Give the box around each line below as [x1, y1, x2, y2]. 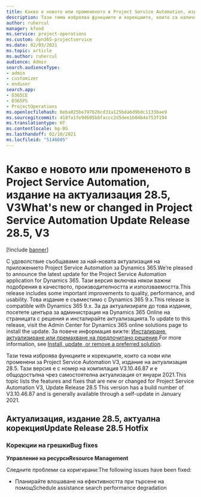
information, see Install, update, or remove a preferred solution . [6, 340, 162, 347]
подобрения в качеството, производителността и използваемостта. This [6, 283, 191, 290]
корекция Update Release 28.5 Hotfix [6, 423, 148, 434]
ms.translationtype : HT [6, 120, 66, 126]
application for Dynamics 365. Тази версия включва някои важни [6, 277, 171, 284]
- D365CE [6, 92, 28, 98]
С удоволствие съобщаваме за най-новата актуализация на [6, 257, 160, 265]
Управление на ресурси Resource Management [6, 454, 129, 462]
